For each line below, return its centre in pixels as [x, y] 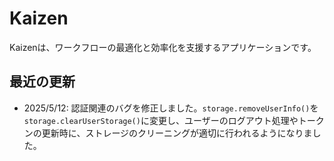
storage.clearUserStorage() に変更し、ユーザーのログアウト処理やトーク [174, 120]
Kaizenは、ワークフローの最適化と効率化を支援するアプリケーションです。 [163, 47]
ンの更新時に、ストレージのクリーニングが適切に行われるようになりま [168, 133]
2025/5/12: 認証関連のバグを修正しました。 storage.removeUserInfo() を [171, 108]
